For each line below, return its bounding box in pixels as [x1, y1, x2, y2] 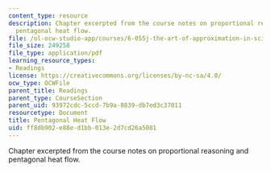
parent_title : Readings [8, 86, 89, 95]
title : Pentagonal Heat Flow [8, 117, 106, 125]
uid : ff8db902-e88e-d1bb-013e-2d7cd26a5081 [8, 124, 157, 132]
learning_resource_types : [8, 57, 95, 65]
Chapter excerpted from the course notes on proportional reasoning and [8, 145, 249, 155]
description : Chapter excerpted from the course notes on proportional [8, 19, 254, 27]
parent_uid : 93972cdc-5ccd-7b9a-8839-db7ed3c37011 [8, 101, 182, 109]
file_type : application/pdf [8, 49, 103, 57]
